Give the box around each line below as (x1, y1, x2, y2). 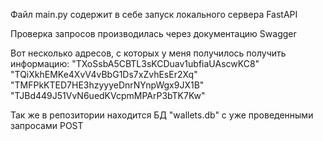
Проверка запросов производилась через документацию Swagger (10, 28, 297, 39)
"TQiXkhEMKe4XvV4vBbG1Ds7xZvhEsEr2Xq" (10, 69, 198, 80)
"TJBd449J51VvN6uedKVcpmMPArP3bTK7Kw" (10, 90, 206, 101)
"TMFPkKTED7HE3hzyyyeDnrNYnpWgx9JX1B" (10, 79, 205, 91)
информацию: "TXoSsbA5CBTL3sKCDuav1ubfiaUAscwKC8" (10, 58, 260, 69)
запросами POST (10, 120, 84, 131)
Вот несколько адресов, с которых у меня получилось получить (10, 47, 287, 59)
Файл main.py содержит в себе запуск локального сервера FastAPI (10, 9, 298, 20)
